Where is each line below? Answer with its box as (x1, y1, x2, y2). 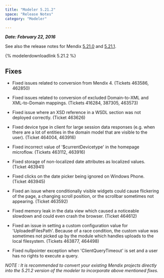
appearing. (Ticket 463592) (12, 199, 69, 205)
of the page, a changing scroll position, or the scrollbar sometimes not (12, 193, 154, 199)
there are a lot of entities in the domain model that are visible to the (12, 129, 148, 135)
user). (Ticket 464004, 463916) (12, 135, 76, 140)
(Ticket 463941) (12, 164, 45, 170)
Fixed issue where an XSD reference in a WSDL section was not (12, 110, 141, 116)
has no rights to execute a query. (12, 253, 79, 259)
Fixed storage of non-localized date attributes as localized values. (12, 159, 145, 164)
